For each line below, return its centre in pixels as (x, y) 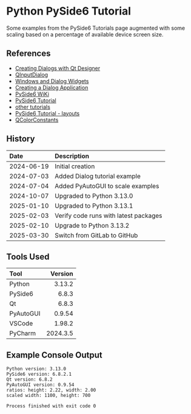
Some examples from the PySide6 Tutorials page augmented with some (96, 28)
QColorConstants (37, 120)
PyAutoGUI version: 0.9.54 (40, 385)
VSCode (21, 324)
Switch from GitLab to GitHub (96, 235)
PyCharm (23, 333)
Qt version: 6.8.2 (29, 380)
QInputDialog (32, 75)
